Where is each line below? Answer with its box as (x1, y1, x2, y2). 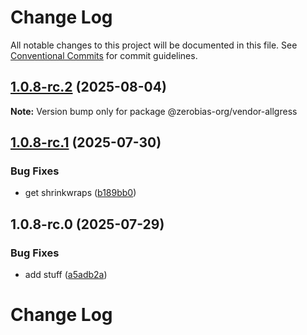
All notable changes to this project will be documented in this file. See (10, 39, 298, 51)
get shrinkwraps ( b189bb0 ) (24, 187, 137, 199)
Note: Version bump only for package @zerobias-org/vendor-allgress (10, 105, 298, 117)
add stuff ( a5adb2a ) (24, 269, 108, 281)
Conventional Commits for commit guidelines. (10, 49, 198, 61)
